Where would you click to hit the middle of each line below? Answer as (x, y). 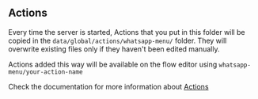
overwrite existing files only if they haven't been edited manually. (114, 49)
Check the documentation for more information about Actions (108, 86)
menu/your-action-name (46, 72)
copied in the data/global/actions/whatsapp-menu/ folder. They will (118, 40)
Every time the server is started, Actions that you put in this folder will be (127, 32)
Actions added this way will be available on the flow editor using (113, 64)
